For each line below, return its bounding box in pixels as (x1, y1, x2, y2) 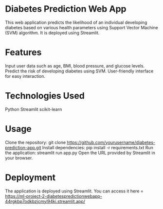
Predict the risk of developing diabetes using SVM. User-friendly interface (5, 68, 154, 74)
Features (5, 47, 42, 58)
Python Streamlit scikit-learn (5, 106, 62, 112)
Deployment (5, 172, 56, 183)
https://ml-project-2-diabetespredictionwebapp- (5, 193, 102, 199)
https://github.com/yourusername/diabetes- (67, 139, 156, 145)
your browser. (5, 155, 33, 161)
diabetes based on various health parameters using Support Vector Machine (5, 24, 158, 30)
